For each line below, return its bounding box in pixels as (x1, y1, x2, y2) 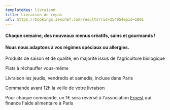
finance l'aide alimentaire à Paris (5, 100, 74, 106)
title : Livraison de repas (5, 12, 62, 17)
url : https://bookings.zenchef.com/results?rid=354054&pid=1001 (5, 17, 144, 22)
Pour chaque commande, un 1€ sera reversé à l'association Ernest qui (5, 95, 151, 101)
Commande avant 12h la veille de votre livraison (5, 85, 105, 91)
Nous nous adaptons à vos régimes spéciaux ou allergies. (5, 44, 129, 50)
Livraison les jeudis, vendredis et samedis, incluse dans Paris (5, 75, 133, 81)
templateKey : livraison (5, 7, 56, 13)
